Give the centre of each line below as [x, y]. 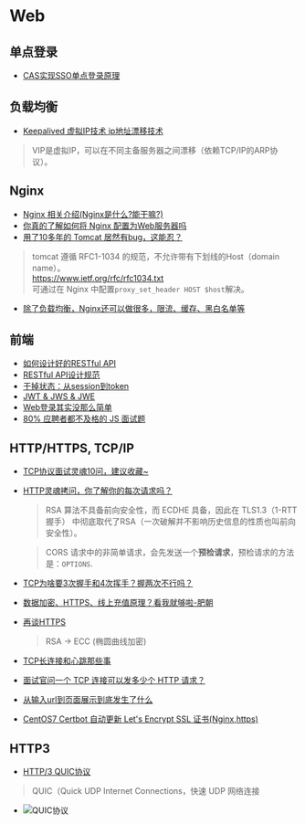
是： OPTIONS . [69, 564]
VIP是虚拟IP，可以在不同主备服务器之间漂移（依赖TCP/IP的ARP [151, 150]
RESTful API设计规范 [61, 375]
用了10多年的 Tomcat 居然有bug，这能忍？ [102, 237]
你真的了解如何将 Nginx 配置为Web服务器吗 [105, 226]
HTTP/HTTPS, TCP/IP [72, 448]
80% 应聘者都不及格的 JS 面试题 [84, 419]
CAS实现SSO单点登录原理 [71, 75]
